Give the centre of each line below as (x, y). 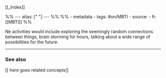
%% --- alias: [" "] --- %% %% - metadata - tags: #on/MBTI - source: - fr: (81, 17)
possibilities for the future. (32, 42)
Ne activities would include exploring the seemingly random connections (79, 31)
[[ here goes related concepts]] (37, 70)
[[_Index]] (15, 7)
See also (16, 59)
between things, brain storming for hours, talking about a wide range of (78, 37)
